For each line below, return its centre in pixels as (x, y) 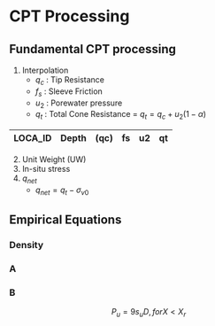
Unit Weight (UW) (54, 159)
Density (27, 245)
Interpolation (45, 70)
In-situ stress (46, 169)
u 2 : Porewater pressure (79, 104)
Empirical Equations (65, 220)
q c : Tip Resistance (69, 81)
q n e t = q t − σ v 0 (62, 190)
